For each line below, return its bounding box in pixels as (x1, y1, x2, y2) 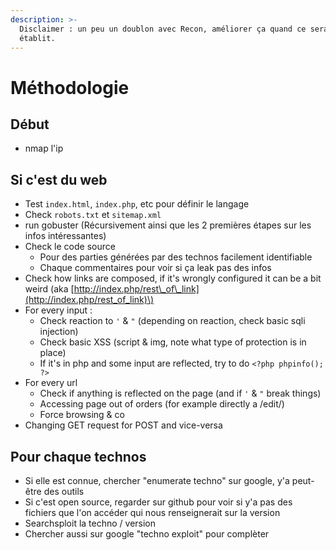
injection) (39, 326, 79, 338)
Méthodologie (10, 76, 130, 99)
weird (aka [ (24, 283, 75, 295)
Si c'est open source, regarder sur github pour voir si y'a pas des (24, 496, 293, 508)
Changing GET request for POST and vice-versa (24, 419, 223, 431)
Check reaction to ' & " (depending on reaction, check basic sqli (39, 315, 306, 327)
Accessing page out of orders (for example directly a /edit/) (39, 398, 285, 410)
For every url (24, 377, 78, 389)
